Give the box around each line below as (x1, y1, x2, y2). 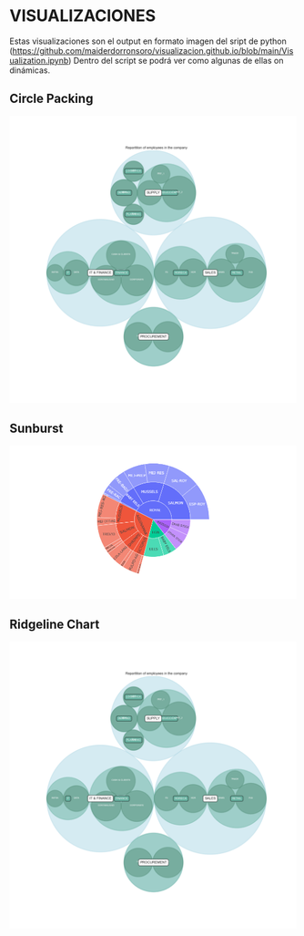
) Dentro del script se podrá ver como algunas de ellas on (67, 55, 284, 66)
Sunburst (9, 421, 64, 437)
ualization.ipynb (9, 55, 69, 66)
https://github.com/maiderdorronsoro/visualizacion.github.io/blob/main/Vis (12, 45, 294, 56)
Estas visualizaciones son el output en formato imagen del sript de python (9, 36, 287, 46)
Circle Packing (9, 91, 94, 107)
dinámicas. (9, 65, 51, 76)
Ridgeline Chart (9, 617, 100, 633)
